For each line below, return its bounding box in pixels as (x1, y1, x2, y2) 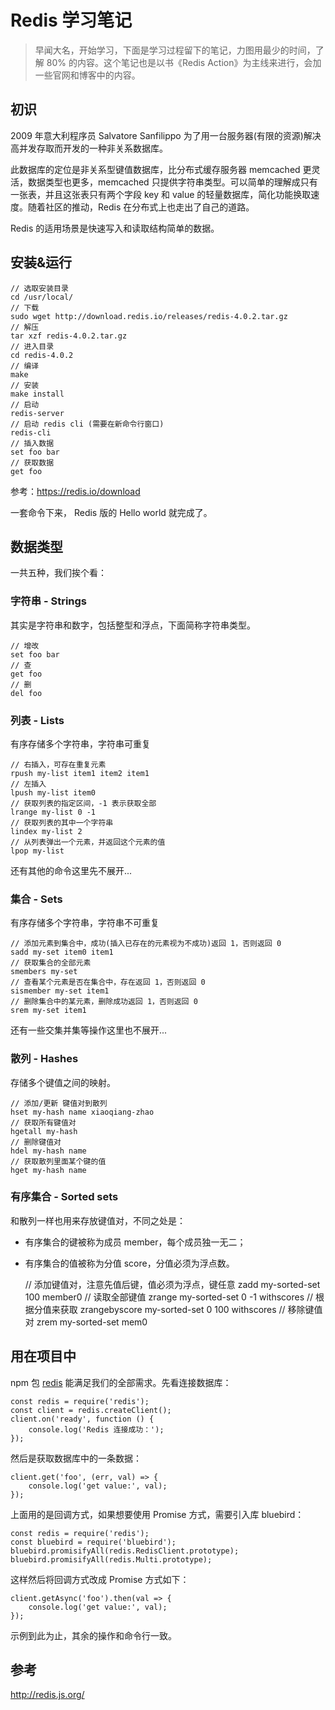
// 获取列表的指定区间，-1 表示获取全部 (10, 798, 157, 808)
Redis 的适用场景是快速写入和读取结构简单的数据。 (10, 222, 220, 234)
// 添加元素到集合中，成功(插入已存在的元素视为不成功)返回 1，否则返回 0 (10, 939, 282, 949)
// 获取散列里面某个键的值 (10, 1156, 107, 1166)
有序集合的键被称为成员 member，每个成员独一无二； (24, 1236, 247, 1248)
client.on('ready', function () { (10, 1414, 155, 1424)
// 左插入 (10, 779, 47, 789)
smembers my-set (10, 967, 78, 977)
